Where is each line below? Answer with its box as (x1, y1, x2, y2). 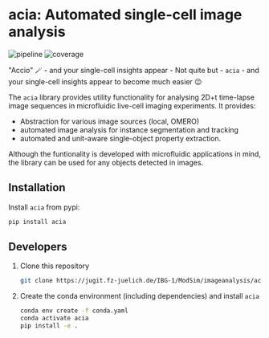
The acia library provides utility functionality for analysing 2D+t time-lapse (8, 92, 255, 102)
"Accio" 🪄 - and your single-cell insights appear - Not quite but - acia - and (8, 65, 259, 75)
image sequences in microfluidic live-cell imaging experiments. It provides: (8, 100, 256, 110)
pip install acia (8, 218, 67, 226)
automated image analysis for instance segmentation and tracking (19, 124, 239, 134)
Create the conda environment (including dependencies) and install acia (19, 291, 259, 301)
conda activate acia (19, 315, 89, 323)
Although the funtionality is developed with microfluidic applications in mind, (8, 149, 261, 158)
